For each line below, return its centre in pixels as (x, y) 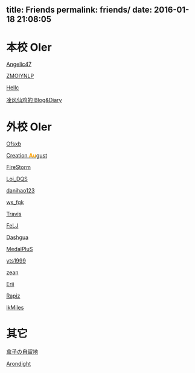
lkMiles (15, 308)
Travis (14, 214)
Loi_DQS (17, 179)
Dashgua (18, 237)
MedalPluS (20, 249)
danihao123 (21, 191)
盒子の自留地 (22, 352)
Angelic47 (19, 64)
